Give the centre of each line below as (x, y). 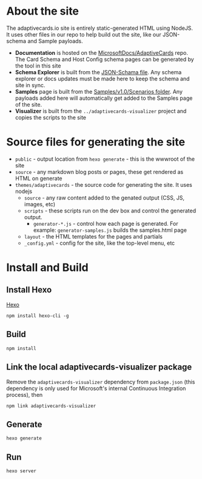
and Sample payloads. (55, 41)
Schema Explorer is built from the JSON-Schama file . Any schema (98, 72)
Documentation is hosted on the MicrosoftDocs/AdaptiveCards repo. (101, 52)
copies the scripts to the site (51, 117)
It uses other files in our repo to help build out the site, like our (84, 34)
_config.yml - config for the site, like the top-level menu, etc (99, 243)
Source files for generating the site (96, 142)
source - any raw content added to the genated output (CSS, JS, (104, 198)
